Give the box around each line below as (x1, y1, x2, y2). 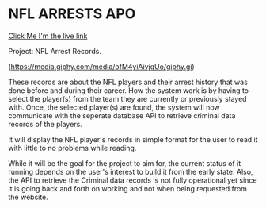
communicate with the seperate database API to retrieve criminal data (8, 110, 236, 120)
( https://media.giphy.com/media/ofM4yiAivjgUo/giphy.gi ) (8, 61, 196, 71)
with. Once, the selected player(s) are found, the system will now (8, 102, 220, 112)
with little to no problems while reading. (8, 143, 137, 152)
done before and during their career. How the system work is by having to (8, 85, 249, 95)
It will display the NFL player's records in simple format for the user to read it (8, 134, 258, 144)
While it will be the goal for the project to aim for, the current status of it (8, 158, 241, 168)
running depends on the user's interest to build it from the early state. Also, (8, 167, 253, 176)
